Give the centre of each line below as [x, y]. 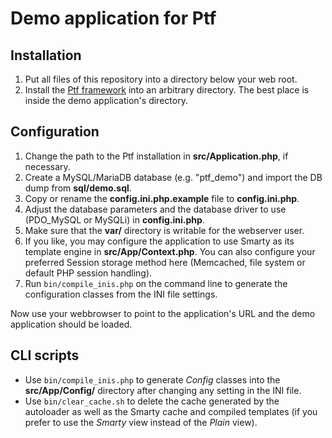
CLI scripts [45, 355]
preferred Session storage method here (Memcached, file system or [165, 262]
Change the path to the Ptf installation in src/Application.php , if [156, 156]
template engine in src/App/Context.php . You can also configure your [170, 251]
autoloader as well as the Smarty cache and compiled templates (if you [171, 411]
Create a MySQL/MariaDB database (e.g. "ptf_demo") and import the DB [173, 177]
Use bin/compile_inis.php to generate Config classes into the [152, 379]
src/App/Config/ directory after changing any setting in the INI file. [163, 390]
